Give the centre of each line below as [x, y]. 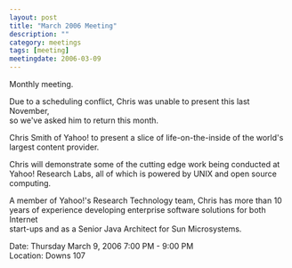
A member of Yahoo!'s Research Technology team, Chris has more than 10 [146, 200]
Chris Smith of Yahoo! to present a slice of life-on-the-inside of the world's [146, 138]
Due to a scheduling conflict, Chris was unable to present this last [130, 102]
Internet [24, 219]
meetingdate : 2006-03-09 [55, 59]
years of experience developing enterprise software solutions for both [138, 210]
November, [29, 111]
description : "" [39, 34]
